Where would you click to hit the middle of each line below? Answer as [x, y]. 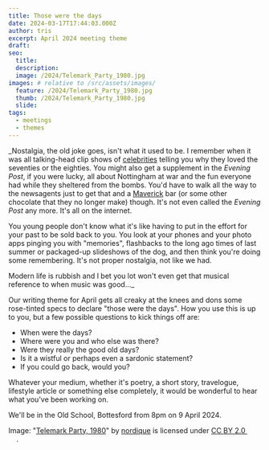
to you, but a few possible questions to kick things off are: [104, 317]
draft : [19, 46]
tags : [17, 113]
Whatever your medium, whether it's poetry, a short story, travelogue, [124, 382]
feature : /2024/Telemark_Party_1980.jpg [84, 90]
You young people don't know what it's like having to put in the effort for [128, 226]
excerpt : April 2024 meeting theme [68, 38]
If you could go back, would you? [75, 366]
